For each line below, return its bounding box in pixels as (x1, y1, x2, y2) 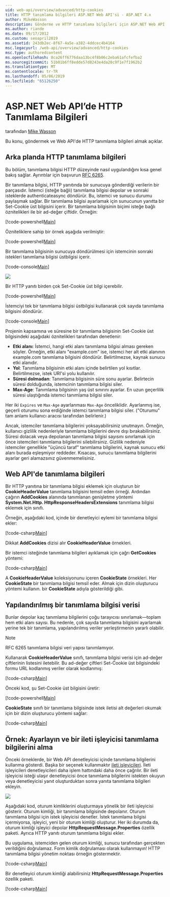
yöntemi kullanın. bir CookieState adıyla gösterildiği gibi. (5, 586, 124, 592)
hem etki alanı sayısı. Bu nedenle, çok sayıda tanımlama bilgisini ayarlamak (5, 620, 162, 626)
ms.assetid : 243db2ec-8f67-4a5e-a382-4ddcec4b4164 (5, 41, 115, 46)
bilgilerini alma (5, 743, 53, 752)
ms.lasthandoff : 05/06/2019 (5, 74, 65, 79)
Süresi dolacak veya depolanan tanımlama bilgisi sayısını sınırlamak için (5, 433, 155, 439)
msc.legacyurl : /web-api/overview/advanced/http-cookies (5, 45, 129, 50)
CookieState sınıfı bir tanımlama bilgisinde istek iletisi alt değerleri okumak (5, 705, 162, 711)
